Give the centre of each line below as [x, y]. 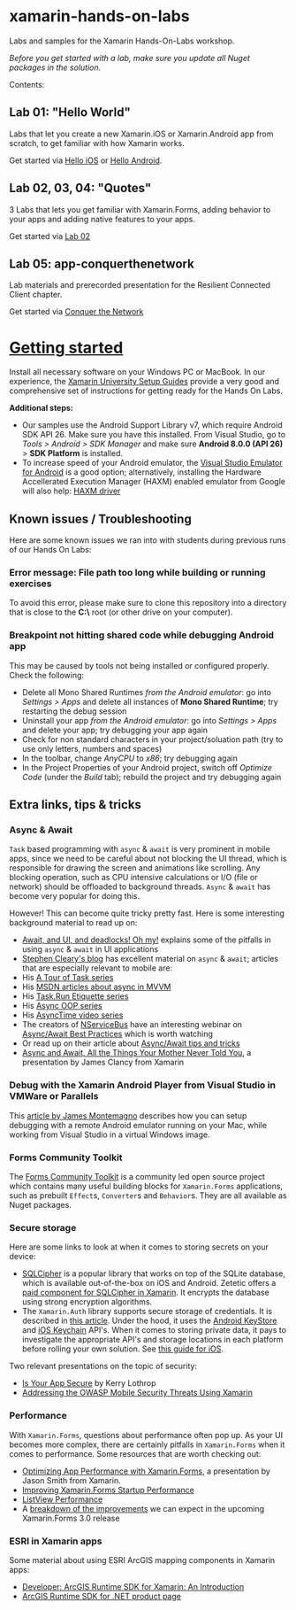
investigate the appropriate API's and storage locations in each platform [152, 1340]
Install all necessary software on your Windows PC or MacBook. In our [137, 372]
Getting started [66, 348]
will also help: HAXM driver [71, 491]
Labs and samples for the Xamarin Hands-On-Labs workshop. [122, 41]
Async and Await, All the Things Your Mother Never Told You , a [137, 1053]
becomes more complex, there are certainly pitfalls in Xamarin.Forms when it [147, 1444]
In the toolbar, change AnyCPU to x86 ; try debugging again [130, 758]
